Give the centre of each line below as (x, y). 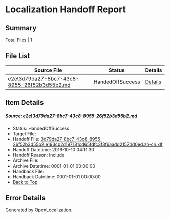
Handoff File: (26, 139)
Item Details (25, 103)
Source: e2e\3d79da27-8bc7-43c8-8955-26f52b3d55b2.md (71, 116)
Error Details (25, 198)
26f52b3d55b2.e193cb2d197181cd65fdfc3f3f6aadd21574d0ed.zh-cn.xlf (88, 144)
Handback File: (28, 171)
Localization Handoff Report (66, 9)
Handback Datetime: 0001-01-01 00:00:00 (57, 177)
